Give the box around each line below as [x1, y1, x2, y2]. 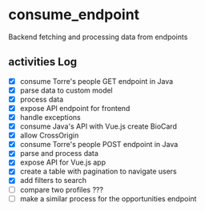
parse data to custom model [19, 86, 114, 95]
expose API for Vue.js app [19, 157, 107, 167]
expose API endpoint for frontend [19, 103, 131, 113]
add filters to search [19, 176, 86, 185]
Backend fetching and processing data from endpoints [8, 32, 188, 42]
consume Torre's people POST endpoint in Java [19, 140, 179, 149]
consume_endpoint [8, 6, 140, 24]
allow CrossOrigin [19, 130, 79, 141]
